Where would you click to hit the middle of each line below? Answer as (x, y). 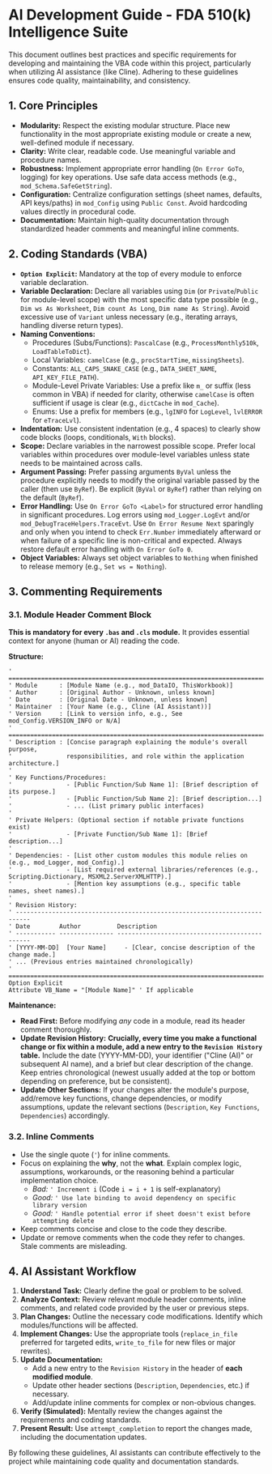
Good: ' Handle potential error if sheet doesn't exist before (141, 1213)
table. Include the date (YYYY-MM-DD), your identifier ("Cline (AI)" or (136, 1055)
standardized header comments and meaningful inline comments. (130, 228)
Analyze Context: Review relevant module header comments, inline (133, 1299)
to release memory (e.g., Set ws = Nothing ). (93, 566)
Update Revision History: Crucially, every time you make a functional (138, 1038)
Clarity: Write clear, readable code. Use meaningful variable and (128, 151)
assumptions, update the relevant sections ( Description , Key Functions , (140, 1107)
